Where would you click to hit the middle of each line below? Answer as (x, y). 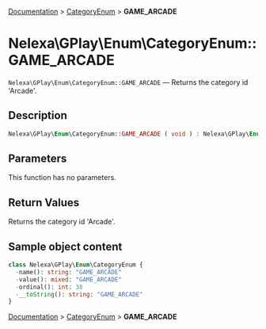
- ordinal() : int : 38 (49, 287)
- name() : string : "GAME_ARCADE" (69, 272)
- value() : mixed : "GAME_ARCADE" (69, 279)
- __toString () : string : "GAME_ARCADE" (80, 294)
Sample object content (65, 246)
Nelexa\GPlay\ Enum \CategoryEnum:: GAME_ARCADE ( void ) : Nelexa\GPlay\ (129, 134)
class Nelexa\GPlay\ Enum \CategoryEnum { (76, 265)
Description (38, 115)
